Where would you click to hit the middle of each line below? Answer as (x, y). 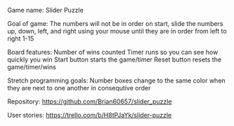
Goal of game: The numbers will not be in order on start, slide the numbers (115, 23)
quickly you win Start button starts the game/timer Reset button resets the (115, 59)
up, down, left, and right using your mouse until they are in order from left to (117, 31)
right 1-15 (21, 38)
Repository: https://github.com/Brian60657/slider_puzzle (90, 101)
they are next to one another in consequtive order (79, 88)
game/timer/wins (32, 67)
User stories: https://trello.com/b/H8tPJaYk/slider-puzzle (90, 115)
